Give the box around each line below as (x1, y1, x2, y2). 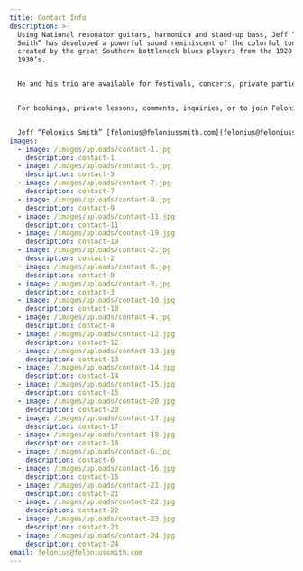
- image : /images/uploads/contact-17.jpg (17, 413, 176, 423)
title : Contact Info (9, 13, 87, 23)
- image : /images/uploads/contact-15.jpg (17, 380, 176, 389)
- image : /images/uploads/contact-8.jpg (17, 262, 171, 271)
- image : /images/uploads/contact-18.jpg (17, 430, 176, 439)
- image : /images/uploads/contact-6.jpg (17, 447, 171, 456)
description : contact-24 (25, 539, 119, 548)
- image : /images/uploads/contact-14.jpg (17, 363, 176, 372)
